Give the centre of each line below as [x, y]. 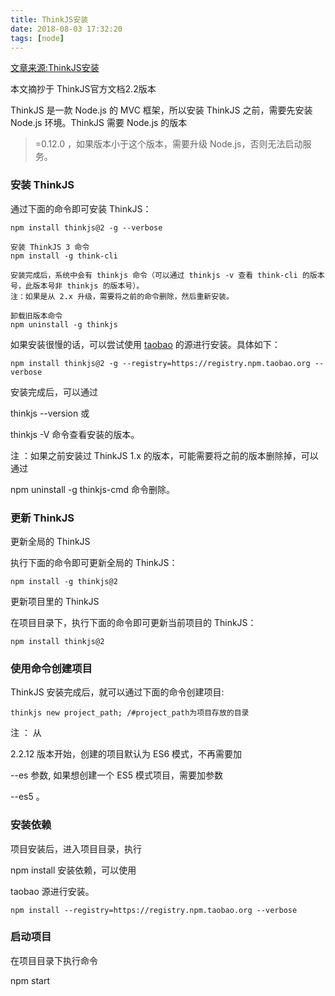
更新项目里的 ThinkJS [55, 601]
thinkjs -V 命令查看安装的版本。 [75, 434]
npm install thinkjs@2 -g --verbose [86, 227]
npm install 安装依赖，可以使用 [73, 870]
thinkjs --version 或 [50, 413]
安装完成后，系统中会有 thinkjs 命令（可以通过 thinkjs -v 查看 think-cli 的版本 [167, 275]
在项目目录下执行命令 [54, 960]
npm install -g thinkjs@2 [64, 581]
